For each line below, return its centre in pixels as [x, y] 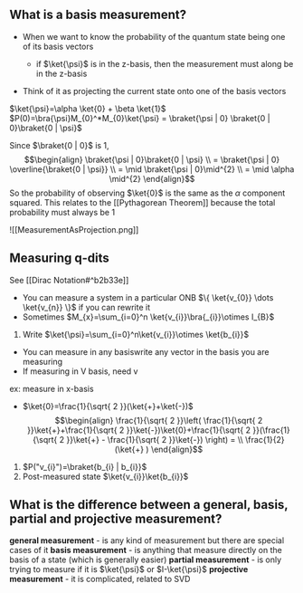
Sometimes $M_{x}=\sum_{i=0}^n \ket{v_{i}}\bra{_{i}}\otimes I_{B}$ [148, 317]
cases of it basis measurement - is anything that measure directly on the [146, 550]
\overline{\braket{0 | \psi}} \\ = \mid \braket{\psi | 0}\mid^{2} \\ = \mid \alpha [152, 169]
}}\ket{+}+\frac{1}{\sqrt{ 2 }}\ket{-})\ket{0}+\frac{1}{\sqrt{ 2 [139, 430]
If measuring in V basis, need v [80, 371]
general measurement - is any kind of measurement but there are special [147, 540]
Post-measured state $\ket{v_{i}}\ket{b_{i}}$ [105, 476]
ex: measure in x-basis [52, 388]
